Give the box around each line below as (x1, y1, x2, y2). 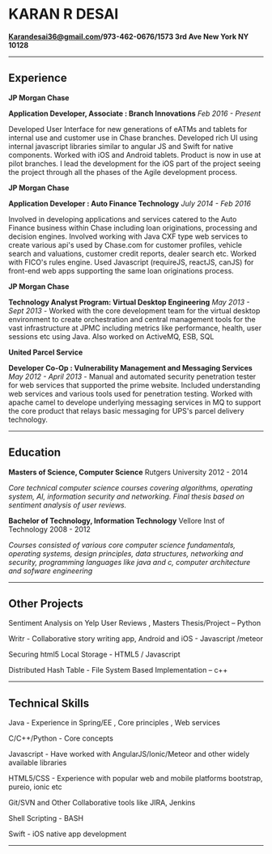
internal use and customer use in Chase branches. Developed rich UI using (8, 133, 258, 142)
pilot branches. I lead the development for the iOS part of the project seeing (8, 159, 261, 168)
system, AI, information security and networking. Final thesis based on (8, 491, 245, 501)
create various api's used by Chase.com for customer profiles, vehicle (8, 240, 243, 249)
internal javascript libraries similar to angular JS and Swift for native (8, 141, 233, 151)
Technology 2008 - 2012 (8, 524, 91, 534)
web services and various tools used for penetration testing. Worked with (8, 389, 253, 398)
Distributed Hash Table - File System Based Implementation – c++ (8, 665, 228, 675)
